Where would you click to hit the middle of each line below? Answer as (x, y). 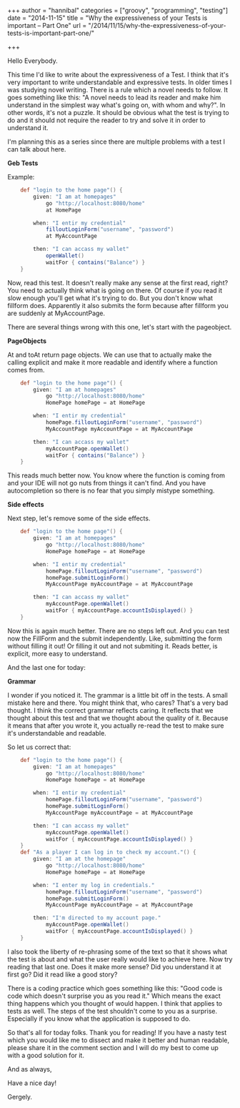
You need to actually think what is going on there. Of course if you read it (115, 290)
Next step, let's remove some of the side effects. (79, 518)
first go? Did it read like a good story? (62, 974)
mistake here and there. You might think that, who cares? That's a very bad (118, 703)
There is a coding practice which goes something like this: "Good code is (115, 988)
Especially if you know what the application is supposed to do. (99, 1019)
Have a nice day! (32, 1083)
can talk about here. (37, 149)
